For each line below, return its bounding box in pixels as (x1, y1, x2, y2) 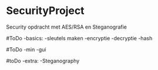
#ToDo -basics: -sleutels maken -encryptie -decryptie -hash (6, 34, 153, 41)
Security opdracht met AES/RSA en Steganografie (6, 23, 127, 30)
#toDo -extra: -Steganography (6, 57, 80, 64)
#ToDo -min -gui (6, 45, 46, 53)
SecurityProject (6, 4, 85, 17)
